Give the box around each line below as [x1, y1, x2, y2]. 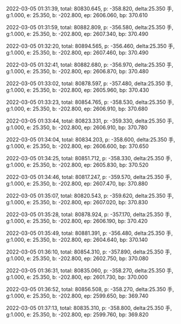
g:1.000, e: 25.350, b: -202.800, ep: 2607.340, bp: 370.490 [6, 31, 149, 37]
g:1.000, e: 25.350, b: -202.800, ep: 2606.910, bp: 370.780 [6, 124, 148, 131]
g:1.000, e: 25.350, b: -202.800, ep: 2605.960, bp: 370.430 [6, 87, 149, 93]
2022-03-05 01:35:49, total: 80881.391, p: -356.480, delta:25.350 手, [6, 230, 173, 237]
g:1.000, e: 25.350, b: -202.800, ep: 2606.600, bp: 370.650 [6, 143, 149, 150]
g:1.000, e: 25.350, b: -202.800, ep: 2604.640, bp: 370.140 [6, 237, 148, 243]
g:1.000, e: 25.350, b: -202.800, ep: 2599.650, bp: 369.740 [6, 292, 149, 299]
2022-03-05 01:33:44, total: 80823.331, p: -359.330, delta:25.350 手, [6, 117, 174, 124]
